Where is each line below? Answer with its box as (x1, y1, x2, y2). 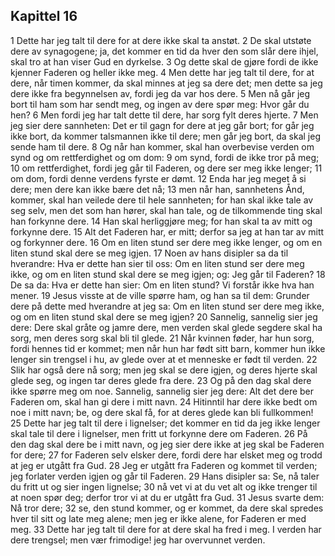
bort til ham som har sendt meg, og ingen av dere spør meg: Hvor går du (10, 98, 310, 110)
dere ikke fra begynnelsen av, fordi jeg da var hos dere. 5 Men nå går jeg (10, 87, 311, 99)
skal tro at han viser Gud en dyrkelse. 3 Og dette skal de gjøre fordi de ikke (10, 55, 319, 68)
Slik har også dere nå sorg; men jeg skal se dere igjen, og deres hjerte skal (10, 364, 318, 376)
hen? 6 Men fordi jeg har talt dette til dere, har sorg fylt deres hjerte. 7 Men (10, 109, 319, 121)
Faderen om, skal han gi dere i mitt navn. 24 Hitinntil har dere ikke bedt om (10, 395, 318, 408)
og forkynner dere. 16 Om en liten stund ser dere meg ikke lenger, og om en (10, 236, 323, 248)
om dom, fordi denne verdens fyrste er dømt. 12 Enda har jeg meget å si (10, 172, 307, 184)
